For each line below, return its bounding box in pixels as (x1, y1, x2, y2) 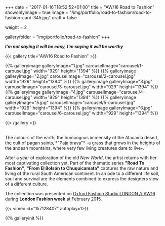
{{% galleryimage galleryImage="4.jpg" (5, 89, 85, 95)
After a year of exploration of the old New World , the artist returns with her (5, 155, 157, 161)
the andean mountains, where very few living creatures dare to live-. (5, 145, 144, 151)
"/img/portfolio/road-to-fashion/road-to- (69, 9, 152, 15)
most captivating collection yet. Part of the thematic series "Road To (5, 160, 145, 166)
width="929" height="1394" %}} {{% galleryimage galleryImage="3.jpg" (5, 79, 153, 84)
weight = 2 (5, 24, 27, 30)
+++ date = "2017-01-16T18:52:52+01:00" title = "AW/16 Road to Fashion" (5, 4, 155, 10)
